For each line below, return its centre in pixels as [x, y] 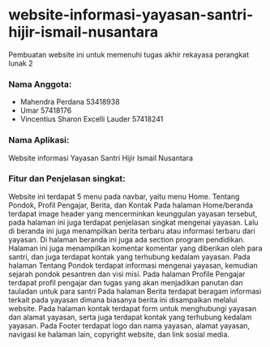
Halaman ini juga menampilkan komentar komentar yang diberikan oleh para [135, 248]
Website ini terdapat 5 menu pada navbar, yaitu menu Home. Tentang [124, 196]
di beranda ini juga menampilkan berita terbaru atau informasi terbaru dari [132, 231]
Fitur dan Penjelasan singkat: [67, 178]
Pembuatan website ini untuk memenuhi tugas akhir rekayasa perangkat [129, 54]
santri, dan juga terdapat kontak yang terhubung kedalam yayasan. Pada [129, 256]
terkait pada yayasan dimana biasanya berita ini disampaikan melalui [123, 300]
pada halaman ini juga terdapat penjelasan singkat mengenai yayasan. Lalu [133, 222]
